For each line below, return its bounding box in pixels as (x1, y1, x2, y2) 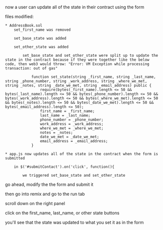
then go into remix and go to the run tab (5, 191, 85, 197)
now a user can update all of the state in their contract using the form (5, 4, 145, 10)
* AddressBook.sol (5, 23, 42, 28)
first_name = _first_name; (40, 109, 95, 114)
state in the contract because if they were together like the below (5, 57, 150, 62)
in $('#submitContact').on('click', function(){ (14, 164, 115, 169)
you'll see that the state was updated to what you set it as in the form (5, 220, 144, 225)
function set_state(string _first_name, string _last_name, (31, 74, 156, 79)
